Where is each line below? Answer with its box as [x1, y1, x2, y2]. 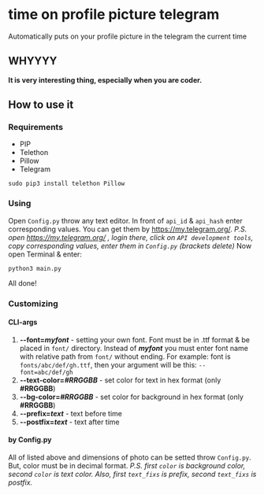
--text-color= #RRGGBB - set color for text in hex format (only [19, 375, 221, 385]
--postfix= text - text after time [19, 417, 120, 427]
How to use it [8, 98, 74, 112]
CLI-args [8, 317, 38, 327]
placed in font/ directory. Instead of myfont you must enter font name [19, 343, 248, 353]
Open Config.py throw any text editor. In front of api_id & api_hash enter [8, 216, 243, 225]
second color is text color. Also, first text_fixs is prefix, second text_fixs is [8, 470, 257, 479]
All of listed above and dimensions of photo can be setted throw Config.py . [8, 453, 252, 462]
